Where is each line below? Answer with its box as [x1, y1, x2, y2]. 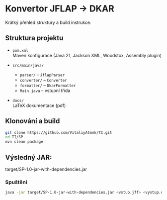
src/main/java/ [12, 63, 44, 68]
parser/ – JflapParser [19, 72, 65, 78]
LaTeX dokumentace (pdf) [12, 102, 66, 108]
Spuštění [5, 179, 27, 186]
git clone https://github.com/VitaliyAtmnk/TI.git [5, 130, 112, 135]
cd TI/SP [5, 135, 23, 140]
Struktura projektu [5, 34, 64, 42]
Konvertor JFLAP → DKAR [5, 3, 114, 14]
